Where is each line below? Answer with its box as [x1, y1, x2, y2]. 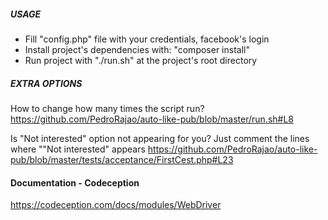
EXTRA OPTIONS [10, 77, 83, 89]
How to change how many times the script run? [10, 102, 205, 114]
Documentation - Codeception [10, 176, 140, 189]
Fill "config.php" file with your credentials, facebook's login [24, 33, 270, 45]
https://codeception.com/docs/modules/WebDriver [10, 199, 222, 211]
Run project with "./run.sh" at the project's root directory [24, 54, 258, 66]
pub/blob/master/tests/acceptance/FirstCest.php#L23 [10, 153, 234, 165]
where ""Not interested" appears [10, 143, 146, 155]
